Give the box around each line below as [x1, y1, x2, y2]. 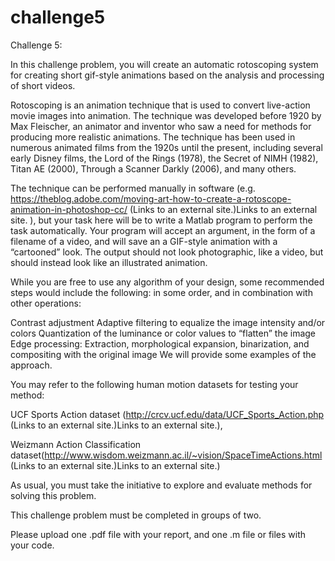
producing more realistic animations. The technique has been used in [10, 131, 296, 143]
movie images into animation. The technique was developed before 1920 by [10, 109, 322, 121]
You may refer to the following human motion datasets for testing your [10, 378, 299, 390]
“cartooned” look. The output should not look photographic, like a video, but [10, 246, 324, 258]
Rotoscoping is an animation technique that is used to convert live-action [10, 99, 311, 111]
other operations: [10, 297, 82, 309]
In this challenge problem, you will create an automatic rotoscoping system [10, 58, 319, 70]
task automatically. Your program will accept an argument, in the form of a [10, 224, 316, 236]
